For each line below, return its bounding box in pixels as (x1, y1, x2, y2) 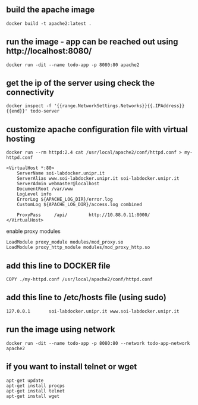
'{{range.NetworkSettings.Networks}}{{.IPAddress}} (54, 103, 185, 109)
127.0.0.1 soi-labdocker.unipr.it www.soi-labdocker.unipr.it (6, 308, 180, 314)
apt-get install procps (6, 382, 65, 389)
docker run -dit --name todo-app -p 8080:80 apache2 (6, 62, 140, 68)
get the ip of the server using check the (6, 78, 155, 88)
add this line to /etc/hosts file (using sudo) (6, 292, 166, 303)
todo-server (30, 108, 60, 114)
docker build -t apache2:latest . (6, 20, 92, 26)
